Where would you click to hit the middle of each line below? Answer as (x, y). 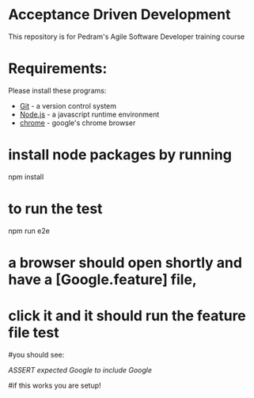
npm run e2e (29, 231)
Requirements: (58, 69)
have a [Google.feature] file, (103, 279)
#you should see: (36, 354)
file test (34, 333)
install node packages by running (120, 155)
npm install (26, 177)
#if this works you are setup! (55, 385)
